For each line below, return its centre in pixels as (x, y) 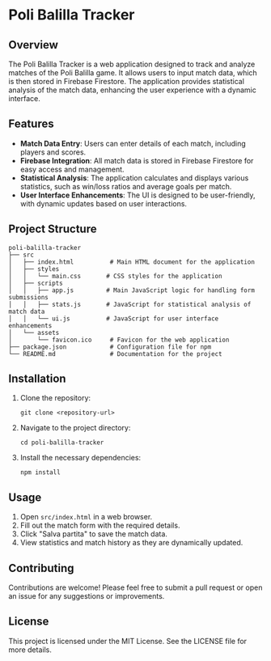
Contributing (41, 568)
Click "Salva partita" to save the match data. (94, 534)
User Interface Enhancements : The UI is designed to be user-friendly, (138, 195)
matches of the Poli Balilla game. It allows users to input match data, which (133, 73)
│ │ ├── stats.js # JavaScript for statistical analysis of (130, 304)
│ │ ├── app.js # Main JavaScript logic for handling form (131, 290)
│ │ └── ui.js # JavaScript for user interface (114, 318)
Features (31, 124)
